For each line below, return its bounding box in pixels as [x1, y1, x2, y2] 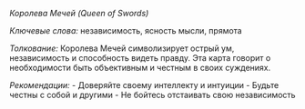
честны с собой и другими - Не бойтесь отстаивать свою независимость [9, 90, 296, 100]
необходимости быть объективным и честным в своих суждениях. [9, 63, 271, 73]
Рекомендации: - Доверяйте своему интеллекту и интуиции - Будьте [9, 80, 280, 90]
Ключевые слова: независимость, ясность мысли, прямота [9, 25, 243, 35]
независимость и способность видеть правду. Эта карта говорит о [9, 53, 271, 63]
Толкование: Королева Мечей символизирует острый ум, [9, 43, 235, 54]
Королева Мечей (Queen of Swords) [9, 8, 149, 18]
